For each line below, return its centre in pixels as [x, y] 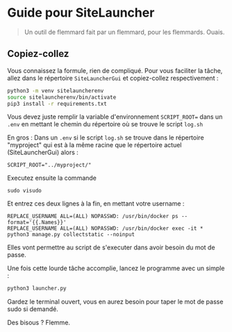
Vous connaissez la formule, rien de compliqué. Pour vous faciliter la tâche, [115, 70]
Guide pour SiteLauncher [81, 13]
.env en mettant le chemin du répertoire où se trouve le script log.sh [105, 124]
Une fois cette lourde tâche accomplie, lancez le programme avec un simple [116, 268]
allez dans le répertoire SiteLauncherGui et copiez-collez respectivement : [113, 78]
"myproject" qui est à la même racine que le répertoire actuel [94, 145]
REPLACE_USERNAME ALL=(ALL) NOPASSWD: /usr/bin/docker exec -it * [105, 229]
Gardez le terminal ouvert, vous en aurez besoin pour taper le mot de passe [115, 302]
